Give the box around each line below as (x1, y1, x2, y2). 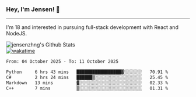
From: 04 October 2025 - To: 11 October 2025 (6, 59, 118, 64)
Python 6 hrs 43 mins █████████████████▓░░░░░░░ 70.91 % (6, 69, 168, 75)
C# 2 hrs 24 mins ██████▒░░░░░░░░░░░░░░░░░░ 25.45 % (6, 75, 168, 81)
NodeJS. (6, 30, 27, 37)
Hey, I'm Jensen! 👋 (6, 5, 60, 13)
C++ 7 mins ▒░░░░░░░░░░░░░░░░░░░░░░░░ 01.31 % (6, 85, 168, 91)
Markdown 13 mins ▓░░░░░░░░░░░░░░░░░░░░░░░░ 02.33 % (6, 80, 168, 86)
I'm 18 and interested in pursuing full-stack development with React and (6, 24, 179, 31)
